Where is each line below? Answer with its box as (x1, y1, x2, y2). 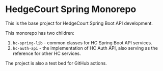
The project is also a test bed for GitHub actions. (5, 60, 107, 66)
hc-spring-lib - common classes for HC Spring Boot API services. (12, 39, 152, 46)
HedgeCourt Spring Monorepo (5, 4, 137, 15)
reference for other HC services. (12, 50, 81, 56)
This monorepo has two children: (5, 30, 75, 36)
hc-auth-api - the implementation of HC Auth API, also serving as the (12, 45, 158, 51)
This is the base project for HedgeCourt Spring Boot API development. (5, 20, 153, 26)
